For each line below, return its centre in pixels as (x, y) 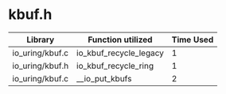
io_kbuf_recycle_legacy (121, 53)
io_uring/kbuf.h (41, 66)
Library (41, 39)
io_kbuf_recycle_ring (115, 66)
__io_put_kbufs (104, 78)
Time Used (193, 39)
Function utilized (120, 39)
